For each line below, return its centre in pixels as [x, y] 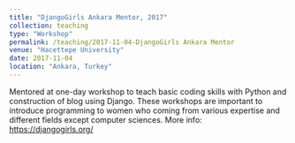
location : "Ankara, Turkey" [61, 67]
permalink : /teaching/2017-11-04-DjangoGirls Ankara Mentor [122, 42]
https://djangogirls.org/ [51, 129]
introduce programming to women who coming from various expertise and [145, 110]
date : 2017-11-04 [41, 58]
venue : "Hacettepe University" [67, 50]
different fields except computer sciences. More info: [106, 119]
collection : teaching [49, 26]
